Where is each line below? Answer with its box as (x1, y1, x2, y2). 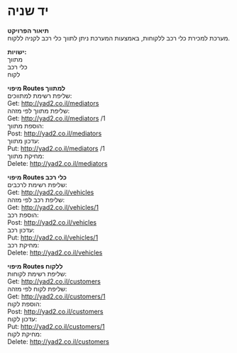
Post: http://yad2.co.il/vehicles (7, 218, 97, 226)
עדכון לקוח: (7, 315, 38, 323)
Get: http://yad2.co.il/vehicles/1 (7, 203, 99, 211)
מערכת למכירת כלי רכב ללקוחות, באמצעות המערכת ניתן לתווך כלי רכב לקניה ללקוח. (7, 33, 231, 42)
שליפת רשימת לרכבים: (7, 180, 67, 189)
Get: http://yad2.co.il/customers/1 (7, 292, 106, 301)
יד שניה (7, 3, 49, 19)
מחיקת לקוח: (7, 330, 42, 338)
